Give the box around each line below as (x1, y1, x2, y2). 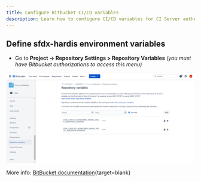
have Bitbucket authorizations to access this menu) (14, 61, 142, 68)
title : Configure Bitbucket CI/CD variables (6, 10, 119, 16)
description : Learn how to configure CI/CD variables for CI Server (6, 16, 181, 22)
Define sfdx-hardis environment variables (6, 39, 166, 49)
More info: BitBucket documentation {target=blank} (6, 169, 131, 176)
